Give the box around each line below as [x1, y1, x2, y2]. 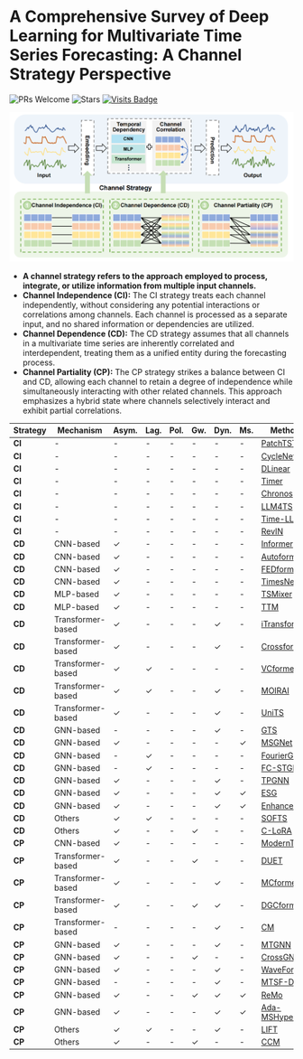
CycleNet [261, 450, 296, 462]
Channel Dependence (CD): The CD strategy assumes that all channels [22, 328, 289, 339]
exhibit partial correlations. [22, 405, 123, 416]
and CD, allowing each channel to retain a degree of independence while [22, 376, 293, 387]
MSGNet [261, 737, 293, 748]
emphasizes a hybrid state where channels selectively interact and [22, 395, 271, 406]
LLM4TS [261, 501, 293, 511]
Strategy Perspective [9, 64, 171, 85]
